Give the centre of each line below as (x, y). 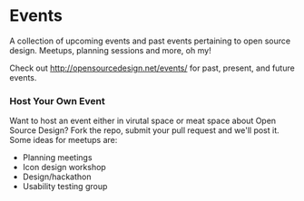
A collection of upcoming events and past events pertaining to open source (150, 41)
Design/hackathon (57, 177)
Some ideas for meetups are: (64, 140)
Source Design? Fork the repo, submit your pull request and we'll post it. (144, 130)
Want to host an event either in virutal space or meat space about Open (143, 121)
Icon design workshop (64, 167)
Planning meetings (57, 158)
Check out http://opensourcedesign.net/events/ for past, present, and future (152, 68)
